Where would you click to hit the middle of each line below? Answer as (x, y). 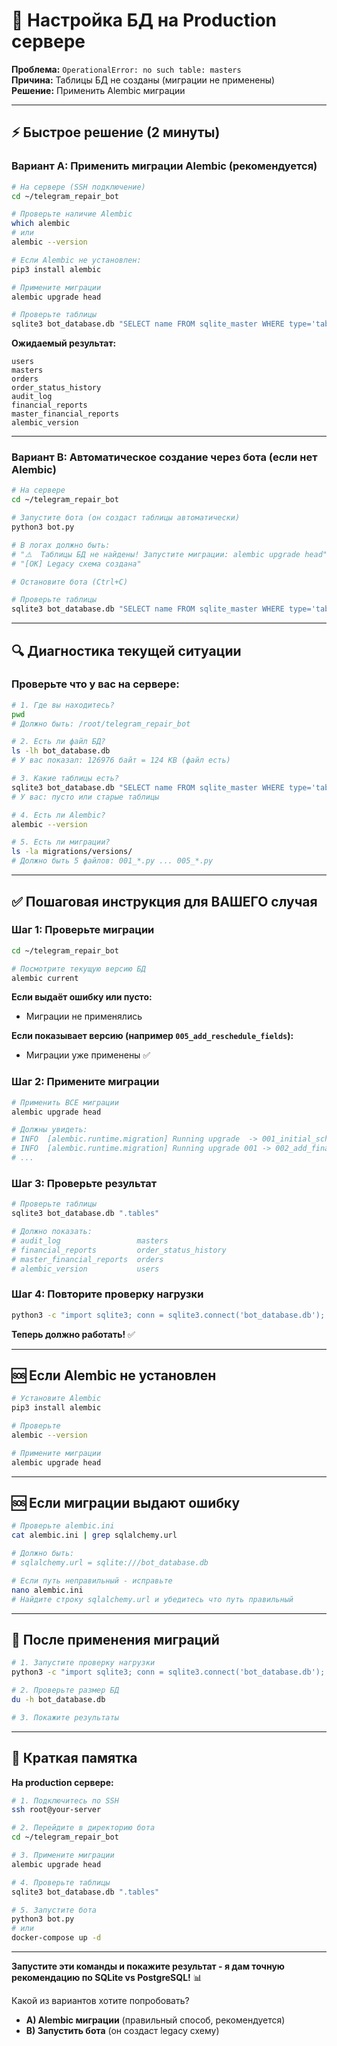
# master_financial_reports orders (87, 1259)
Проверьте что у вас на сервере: (95, 684)
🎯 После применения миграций (115, 1639)
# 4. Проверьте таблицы (61, 1882)
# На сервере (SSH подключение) (78, 187)
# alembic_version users (85, 1269)
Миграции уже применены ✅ (88, 1055)
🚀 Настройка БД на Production (144, 20)
